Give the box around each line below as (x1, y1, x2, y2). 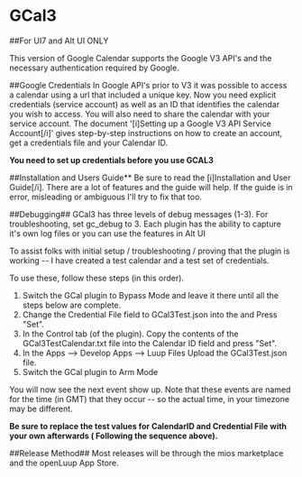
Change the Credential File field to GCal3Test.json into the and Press (22, 308, 278, 320)
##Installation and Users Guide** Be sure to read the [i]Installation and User (9, 172, 291, 183)
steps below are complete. (22, 299, 122, 310)
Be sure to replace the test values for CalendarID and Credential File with (9, 420, 287, 431)
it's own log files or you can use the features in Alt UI (9, 227, 206, 239)
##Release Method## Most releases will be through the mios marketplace (9, 447, 284, 458)
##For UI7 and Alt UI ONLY (9, 35, 109, 46)
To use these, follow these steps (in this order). (9, 272, 185, 283)
